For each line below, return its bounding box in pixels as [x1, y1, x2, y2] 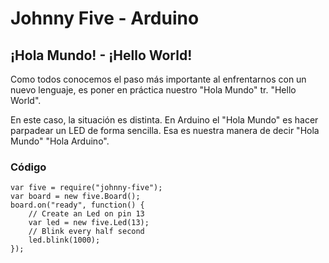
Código [10, 160, 47, 174]
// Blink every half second [28, 227, 145, 237]
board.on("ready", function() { [10, 200, 145, 211]
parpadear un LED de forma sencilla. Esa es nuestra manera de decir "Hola [10, 125, 320, 136]
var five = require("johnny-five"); [10, 183, 163, 193]
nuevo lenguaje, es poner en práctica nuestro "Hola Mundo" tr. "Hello [10, 84, 297, 96]
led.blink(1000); [28, 235, 101, 246]
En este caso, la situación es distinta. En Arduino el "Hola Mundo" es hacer [10, 114, 319, 126]
